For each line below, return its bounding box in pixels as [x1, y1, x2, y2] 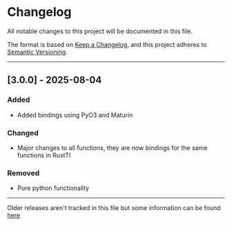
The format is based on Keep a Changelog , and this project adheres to [7, 40, 207, 48]
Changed [7, 128, 39, 138]
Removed [7, 168, 40, 178]
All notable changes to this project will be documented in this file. [7, 27, 193, 35]
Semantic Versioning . [7, 48, 68, 56]
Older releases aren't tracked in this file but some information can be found [7, 204, 221, 212]
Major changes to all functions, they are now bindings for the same [17, 143, 208, 152]
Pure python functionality [17, 184, 90, 192]
